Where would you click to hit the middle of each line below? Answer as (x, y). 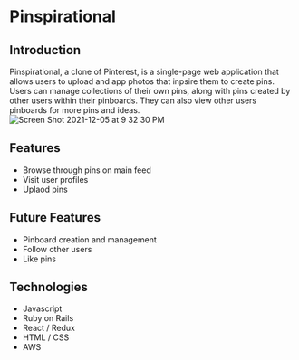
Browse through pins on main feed (87, 170)
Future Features (55, 218)
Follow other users (57, 249)
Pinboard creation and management (89, 239)
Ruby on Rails (48, 318)
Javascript (42, 308)
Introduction (45, 50)
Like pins (39, 259)
